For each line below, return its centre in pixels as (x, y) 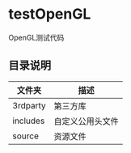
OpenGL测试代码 (36, 37)
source (25, 136)
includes (29, 121)
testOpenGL (50, 14)
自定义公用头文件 (86, 121)
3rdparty (29, 105)
